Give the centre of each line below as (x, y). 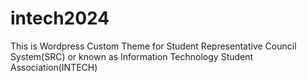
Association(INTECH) (54, 67)
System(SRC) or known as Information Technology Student (132, 56)
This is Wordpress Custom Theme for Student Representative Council (153, 46)
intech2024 (60, 18)
